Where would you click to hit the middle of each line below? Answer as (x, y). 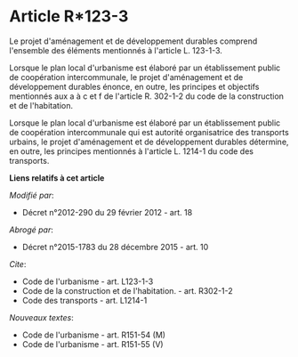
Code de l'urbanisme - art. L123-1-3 (88, 281)
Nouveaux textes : (41, 317)
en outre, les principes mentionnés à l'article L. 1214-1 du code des (131, 151)
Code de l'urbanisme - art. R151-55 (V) (93, 344)
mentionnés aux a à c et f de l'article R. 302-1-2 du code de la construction (147, 96)
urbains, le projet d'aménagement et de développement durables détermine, (149, 142)
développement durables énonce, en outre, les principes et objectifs (134, 86)
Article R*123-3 (69, 16)
